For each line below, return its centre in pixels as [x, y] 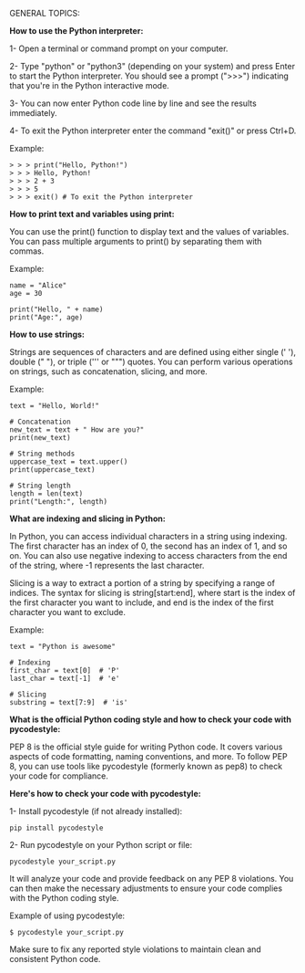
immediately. [33, 113]
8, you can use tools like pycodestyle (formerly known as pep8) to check [146, 766]
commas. [27, 251]
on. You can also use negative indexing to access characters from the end [148, 555]
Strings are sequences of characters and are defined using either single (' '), [153, 352]
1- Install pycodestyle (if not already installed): [96, 811]
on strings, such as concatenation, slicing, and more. [108, 371]
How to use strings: [47, 334]
